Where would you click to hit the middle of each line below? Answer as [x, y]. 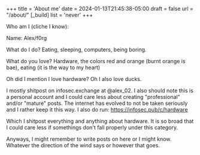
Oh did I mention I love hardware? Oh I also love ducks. [74, 79]
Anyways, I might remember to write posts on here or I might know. [89, 139]
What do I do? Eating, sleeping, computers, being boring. [76, 49]
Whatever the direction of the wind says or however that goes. [83, 145]
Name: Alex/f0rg [27, 38]
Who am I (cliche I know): [37, 27]
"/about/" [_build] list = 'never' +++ [50, 15]
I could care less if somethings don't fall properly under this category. [92, 127]
